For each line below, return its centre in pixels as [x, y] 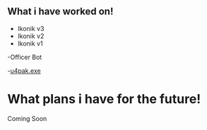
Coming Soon [27, 118]
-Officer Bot [25, 57]
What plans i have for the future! [104, 99]
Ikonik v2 [31, 36]
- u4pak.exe [24, 70]
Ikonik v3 [31, 28]
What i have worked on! [60, 12]
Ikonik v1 [30, 43]
